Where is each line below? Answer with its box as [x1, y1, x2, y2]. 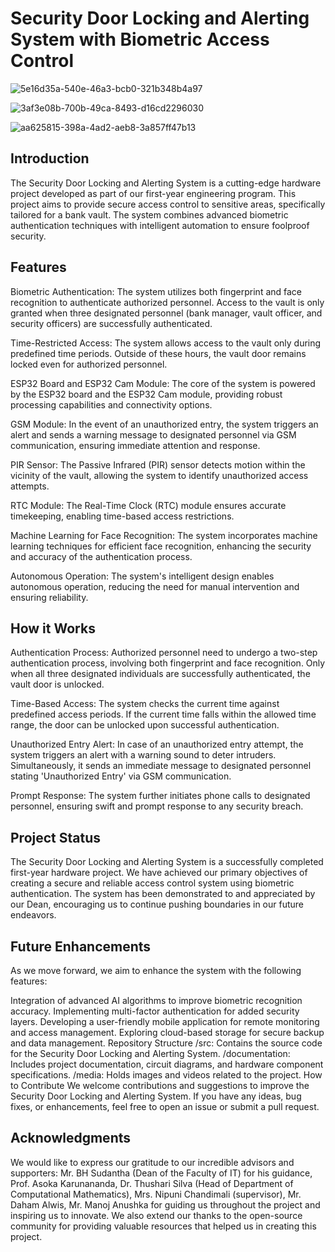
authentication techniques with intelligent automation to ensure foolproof [10, 219, 310, 231]
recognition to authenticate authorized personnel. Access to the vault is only [10, 296, 325, 308]
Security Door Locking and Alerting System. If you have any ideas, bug [10, 1090, 302, 1102]
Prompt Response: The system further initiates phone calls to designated [10, 790, 311, 802]
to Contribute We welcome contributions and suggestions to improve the [10, 1080, 310, 1091]
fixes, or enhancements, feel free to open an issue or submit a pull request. [10, 1101, 320, 1112]
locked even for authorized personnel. [10, 358, 168, 370]
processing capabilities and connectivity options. [10, 398, 213, 411]
